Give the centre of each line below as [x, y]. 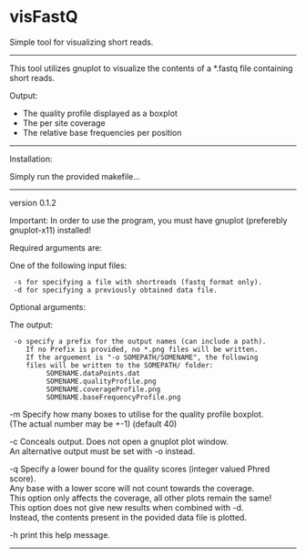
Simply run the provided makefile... [75, 176]
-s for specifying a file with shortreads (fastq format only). [138, 282]
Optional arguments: [48, 306]
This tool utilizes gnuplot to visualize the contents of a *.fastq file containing [151, 68]
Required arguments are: [56, 247]
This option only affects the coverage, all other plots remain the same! [141, 498]
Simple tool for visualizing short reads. [82, 42]
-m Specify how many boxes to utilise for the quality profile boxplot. [137, 414]
